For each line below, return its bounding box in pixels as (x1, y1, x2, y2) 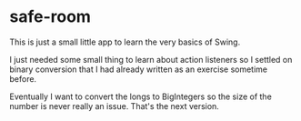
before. (9, 73, 37, 84)
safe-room (9, 6, 91, 27)
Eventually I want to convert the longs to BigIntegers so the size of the (9, 91, 273, 102)
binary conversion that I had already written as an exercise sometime (9, 64, 268, 75)
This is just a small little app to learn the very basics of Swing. (9, 36, 241, 47)
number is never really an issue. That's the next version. (9, 100, 220, 111)
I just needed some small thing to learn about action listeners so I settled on (9, 54, 293, 65)
